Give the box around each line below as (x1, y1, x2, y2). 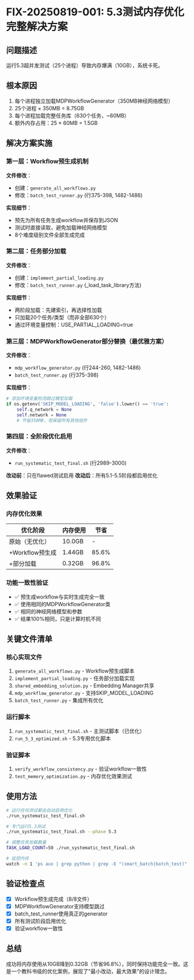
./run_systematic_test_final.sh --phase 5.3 (6, 829, 117, 835)
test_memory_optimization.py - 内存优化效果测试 (14, 773, 132, 780)
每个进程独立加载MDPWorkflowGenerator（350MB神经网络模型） (14, 97, 174, 104)
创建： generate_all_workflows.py (14, 184, 96, 191)
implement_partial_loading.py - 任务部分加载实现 (14, 675, 135, 682)
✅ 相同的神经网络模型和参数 (14, 608, 83, 615)
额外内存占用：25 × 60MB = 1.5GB (14, 119, 98, 126)
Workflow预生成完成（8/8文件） (14, 895, 93, 903)
